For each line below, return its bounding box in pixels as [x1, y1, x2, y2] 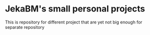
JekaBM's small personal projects [5, 3, 145, 14]
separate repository [5, 24, 45, 30]
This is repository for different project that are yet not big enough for [5, 19, 143, 25]
